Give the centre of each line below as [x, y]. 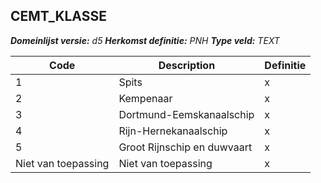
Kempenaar [145, 98]
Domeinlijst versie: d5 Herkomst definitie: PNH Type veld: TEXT [145, 40]
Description [187, 65]
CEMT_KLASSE [58, 16]
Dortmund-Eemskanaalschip [186, 114]
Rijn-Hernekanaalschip [173, 131]
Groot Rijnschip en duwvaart [185, 147]
